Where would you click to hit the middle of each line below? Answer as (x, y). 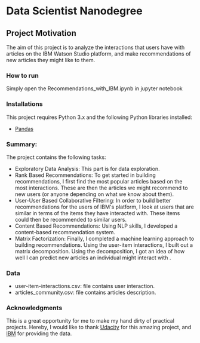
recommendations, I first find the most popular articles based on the (99, 181)
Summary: (22, 144)
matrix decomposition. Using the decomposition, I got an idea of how (100, 251)
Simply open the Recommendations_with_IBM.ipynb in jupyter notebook (95, 88)
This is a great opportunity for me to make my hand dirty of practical (90, 321)
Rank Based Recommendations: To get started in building (85, 175)
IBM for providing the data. (39, 333)
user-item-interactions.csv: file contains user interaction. (85, 286)
